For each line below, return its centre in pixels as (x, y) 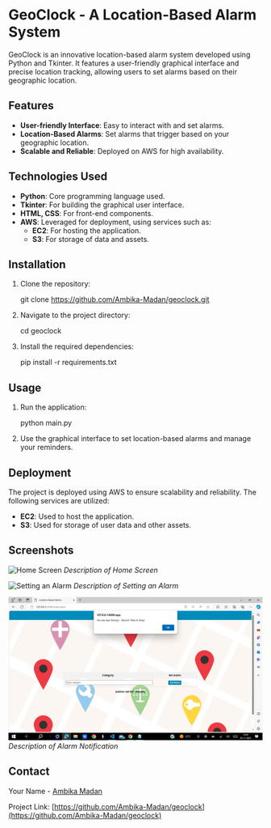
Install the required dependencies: (77, 346)
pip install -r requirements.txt (68, 363)
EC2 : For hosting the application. (86, 230)
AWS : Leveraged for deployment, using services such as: (115, 222)
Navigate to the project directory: (75, 315)
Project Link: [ (31, 806)
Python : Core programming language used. (92, 196)
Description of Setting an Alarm (126, 585)
